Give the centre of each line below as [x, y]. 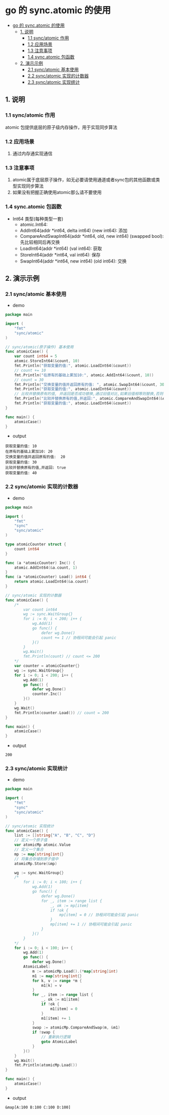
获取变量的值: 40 [21, 473]
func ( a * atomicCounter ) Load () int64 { [48, 577]
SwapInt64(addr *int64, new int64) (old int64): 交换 [73, 261]
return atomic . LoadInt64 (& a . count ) [52, 582]
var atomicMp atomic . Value [43, 845]
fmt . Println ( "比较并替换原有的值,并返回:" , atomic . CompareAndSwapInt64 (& [89, 399]
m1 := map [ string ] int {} [57, 976]
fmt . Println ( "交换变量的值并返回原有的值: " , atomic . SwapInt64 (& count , [86, 384]
